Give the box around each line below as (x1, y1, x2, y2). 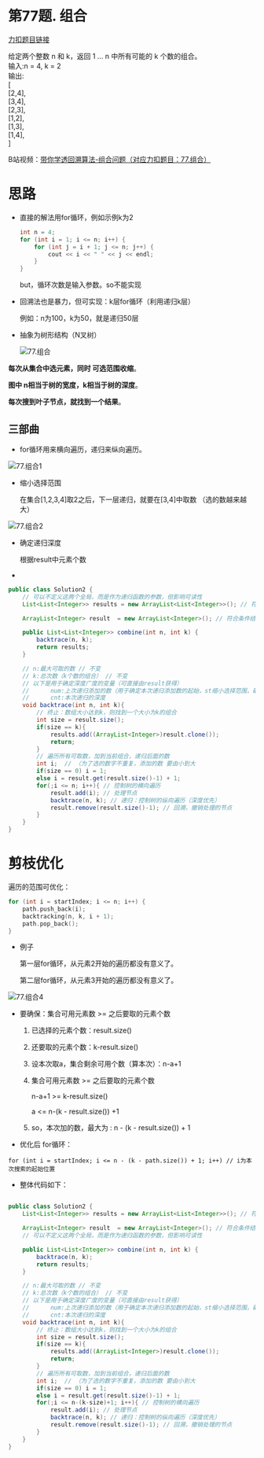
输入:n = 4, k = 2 (8, 61, 61, 71)
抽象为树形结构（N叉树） (19, 330, 101, 340)
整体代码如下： (19, 1180, 68, 1190)
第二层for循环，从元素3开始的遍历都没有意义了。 (19, 976, 178, 985)
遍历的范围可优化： (8, 882, 71, 891)
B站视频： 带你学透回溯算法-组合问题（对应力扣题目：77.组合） (8, 154, 211, 164)
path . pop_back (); (22, 919, 79, 928)
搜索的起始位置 (13, 1165, 56, 1173)
